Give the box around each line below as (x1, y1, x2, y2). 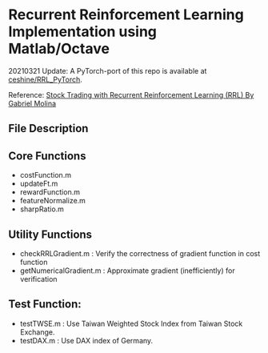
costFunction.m (19, 170, 72, 180)
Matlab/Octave (8, 40, 110, 58)
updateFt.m (19, 179, 58, 189)
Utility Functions (8, 227, 93, 241)
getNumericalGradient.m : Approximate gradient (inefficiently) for (19, 266, 235, 275)
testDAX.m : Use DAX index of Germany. (19, 335, 154, 345)
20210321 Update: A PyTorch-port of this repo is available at (8, 66, 207, 75)
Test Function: (8, 298, 82, 311)
